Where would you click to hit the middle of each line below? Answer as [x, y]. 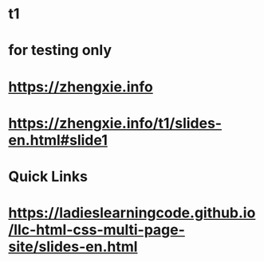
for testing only [60, 51]
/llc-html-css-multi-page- [97, 230]
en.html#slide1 [58, 140]
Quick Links [48, 176]
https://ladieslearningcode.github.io [132, 213]
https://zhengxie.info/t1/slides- [115, 123]
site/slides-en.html [73, 247]
